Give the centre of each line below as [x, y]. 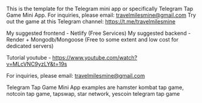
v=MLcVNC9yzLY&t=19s [37, 64]
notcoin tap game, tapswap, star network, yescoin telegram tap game [93, 94]
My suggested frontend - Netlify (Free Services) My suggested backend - [99, 33]
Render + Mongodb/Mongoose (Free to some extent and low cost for [93, 39]
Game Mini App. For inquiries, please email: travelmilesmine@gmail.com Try [101, 15]
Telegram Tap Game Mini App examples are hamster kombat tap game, [95, 87]
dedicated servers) [30, 46]
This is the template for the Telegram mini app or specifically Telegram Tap [100, 9]
